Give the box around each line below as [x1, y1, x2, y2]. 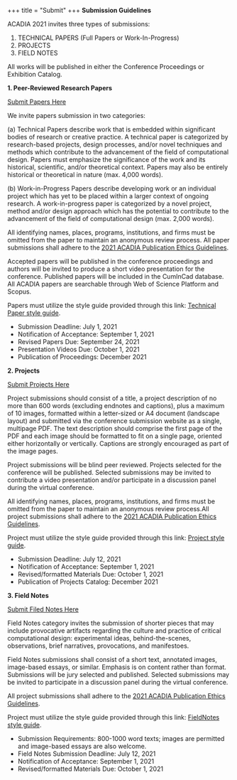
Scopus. [7, 287, 32, 296]
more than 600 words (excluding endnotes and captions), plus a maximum [7, 402, 225, 410]
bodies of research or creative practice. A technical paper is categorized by [7, 133, 228, 141]
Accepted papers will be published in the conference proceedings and [7, 257, 214, 265]
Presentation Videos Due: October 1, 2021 [17, 345, 140, 353]
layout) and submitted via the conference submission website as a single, [7, 417, 222, 425]
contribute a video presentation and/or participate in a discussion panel [7, 476, 216, 484]
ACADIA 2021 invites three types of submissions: [7, 20, 150, 28]
